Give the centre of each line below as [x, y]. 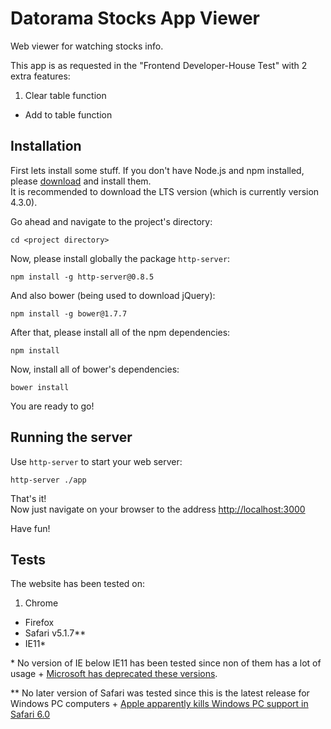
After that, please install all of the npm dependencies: [120, 332]
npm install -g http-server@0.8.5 [82, 277]
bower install [40, 387]
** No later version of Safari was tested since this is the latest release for [160, 693]
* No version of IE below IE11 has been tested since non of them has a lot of [166, 663]
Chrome [41, 603]
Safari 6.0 [30, 714]
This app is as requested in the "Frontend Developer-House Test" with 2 [159, 65]
